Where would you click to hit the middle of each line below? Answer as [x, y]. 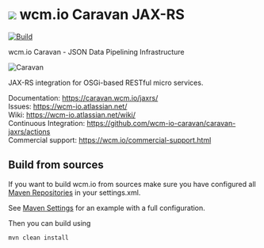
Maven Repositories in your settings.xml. [75, 193]
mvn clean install [38, 238]
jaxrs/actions [29, 132]
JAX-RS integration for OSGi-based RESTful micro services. [106, 82]
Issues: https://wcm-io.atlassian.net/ [68, 106]
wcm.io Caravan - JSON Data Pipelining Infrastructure [96, 52]
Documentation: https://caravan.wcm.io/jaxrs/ [83, 97]
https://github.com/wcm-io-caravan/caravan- [161, 123]
